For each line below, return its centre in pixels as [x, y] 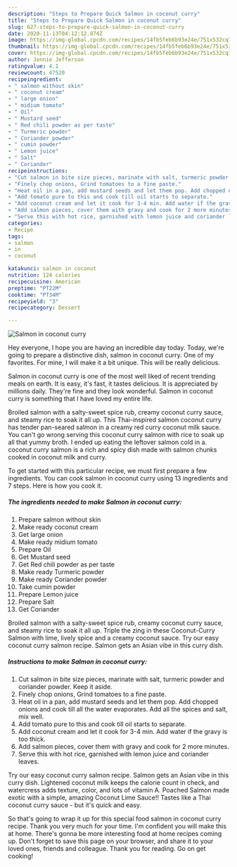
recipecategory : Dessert [44, 308]
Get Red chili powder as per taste [66, 564]
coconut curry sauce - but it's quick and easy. [75, 805]
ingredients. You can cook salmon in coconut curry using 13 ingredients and [118, 479]
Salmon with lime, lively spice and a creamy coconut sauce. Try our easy [114, 638]
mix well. [31, 717]
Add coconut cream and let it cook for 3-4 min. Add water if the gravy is [123, 732]
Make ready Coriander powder [63, 580]
